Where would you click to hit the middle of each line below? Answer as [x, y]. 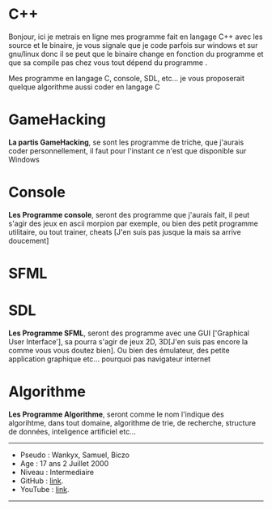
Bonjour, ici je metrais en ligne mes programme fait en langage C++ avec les [136, 37]
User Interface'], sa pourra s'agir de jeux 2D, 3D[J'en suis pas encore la [128, 341]
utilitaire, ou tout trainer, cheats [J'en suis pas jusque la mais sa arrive [125, 231]
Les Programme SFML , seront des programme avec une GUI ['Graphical [129, 333]
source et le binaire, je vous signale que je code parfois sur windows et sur [133, 45]
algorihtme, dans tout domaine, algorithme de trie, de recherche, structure [132, 422]
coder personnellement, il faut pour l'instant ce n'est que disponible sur [127, 150]
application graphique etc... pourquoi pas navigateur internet [110, 359]
